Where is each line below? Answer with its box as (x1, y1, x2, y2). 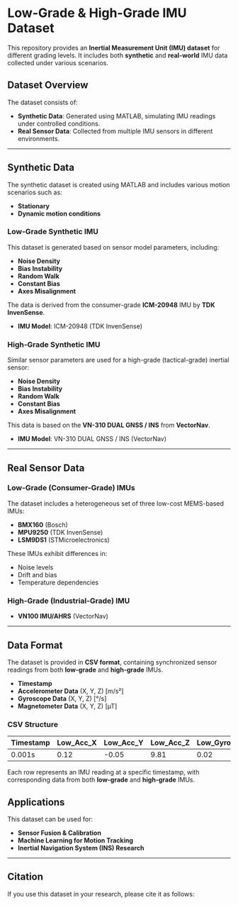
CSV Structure (7, 719, 59, 729)
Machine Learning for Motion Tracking (17, 836, 133, 845)
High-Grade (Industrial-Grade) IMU (7, 596, 130, 606)
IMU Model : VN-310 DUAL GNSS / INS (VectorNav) (17, 435, 167, 443)
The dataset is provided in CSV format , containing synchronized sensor (7, 657, 217, 666)
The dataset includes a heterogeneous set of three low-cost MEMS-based (7, 499, 225, 508)
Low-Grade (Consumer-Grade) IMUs (7, 483, 136, 493)
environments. (17, 134, 60, 143)
